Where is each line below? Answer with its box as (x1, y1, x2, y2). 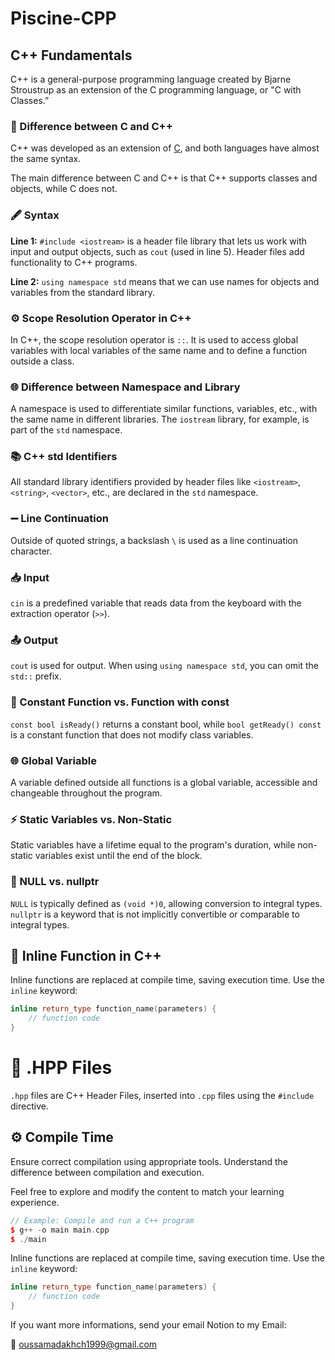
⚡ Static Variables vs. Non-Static (10, 812, 173, 826)
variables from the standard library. (10, 286, 155, 298)
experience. (10, 1196, 60, 1208)
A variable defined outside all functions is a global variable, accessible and (10, 776, 318, 788)
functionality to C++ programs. (10, 256, 138, 268)
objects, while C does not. (10, 183, 118, 195)
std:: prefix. (10, 670, 62, 682)
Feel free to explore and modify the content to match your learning (10, 1185, 285, 1197)
